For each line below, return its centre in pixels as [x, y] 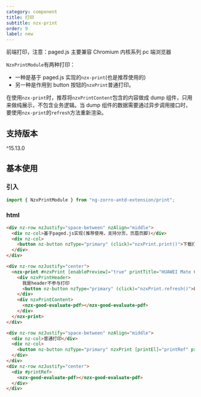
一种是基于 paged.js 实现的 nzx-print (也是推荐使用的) [80, 77]
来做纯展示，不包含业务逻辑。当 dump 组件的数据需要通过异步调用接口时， [99, 105]
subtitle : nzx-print [32, 23]
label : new [20, 34]
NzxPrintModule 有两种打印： [41, 65]
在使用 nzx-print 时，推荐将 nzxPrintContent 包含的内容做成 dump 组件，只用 [99, 98]
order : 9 [17, 28]
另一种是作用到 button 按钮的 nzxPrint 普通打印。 [74, 85]
